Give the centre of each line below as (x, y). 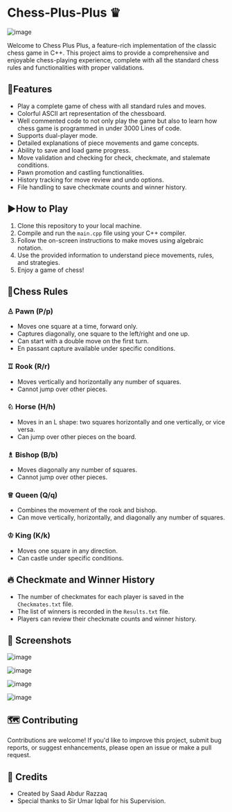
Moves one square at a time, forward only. (78, 327)
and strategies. (38, 262)
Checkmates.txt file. (45, 604)
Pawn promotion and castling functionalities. (81, 172)
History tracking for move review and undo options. (90, 180)
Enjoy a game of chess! (51, 270)
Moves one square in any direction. (67, 551)
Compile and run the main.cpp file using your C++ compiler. (102, 233)
